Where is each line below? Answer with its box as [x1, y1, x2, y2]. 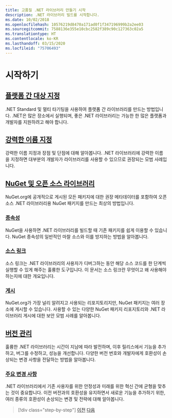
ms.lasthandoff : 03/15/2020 [5, 41, 66, 46]
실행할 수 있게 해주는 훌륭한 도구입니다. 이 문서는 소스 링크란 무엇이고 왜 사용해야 [5, 267, 167, 273]
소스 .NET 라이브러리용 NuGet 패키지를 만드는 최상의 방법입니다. [5, 200, 135, 206]
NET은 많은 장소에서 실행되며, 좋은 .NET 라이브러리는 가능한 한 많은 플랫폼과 [13, 112, 167, 119]
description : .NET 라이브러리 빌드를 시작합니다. [5, 12, 100, 17]
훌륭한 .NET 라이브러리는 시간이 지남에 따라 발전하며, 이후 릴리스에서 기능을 [5, 344, 157, 350]
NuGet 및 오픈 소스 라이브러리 [5, 179, 95, 188]
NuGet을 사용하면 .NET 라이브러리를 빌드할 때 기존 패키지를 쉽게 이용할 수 [5, 227, 154, 233]
